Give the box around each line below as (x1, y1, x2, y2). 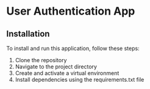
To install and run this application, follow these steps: (6, 44, 140, 52)
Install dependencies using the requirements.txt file (15, 76, 145, 83)
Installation (6, 29, 50, 39)
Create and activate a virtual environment (15, 69, 120, 77)
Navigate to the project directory (15, 63, 98, 70)
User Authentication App (6, 4, 135, 18)
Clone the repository (15, 57, 67, 63)
